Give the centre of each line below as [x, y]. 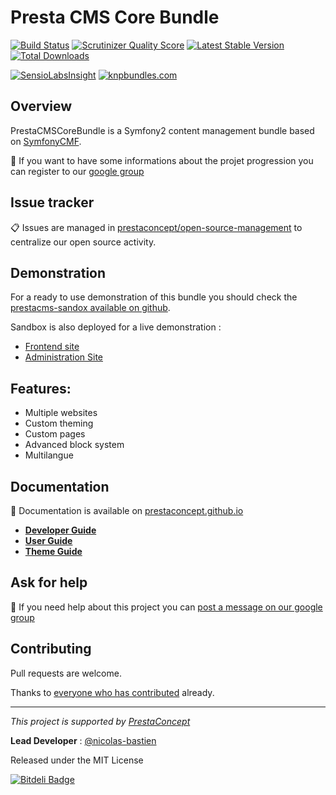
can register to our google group [77, 171]
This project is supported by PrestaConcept [100, 721]
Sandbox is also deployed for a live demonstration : [116, 327]
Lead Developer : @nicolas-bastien [83, 740]
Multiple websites [61, 413]
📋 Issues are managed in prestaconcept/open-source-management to [156, 227]
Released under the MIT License [77, 760]
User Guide [48, 540]
